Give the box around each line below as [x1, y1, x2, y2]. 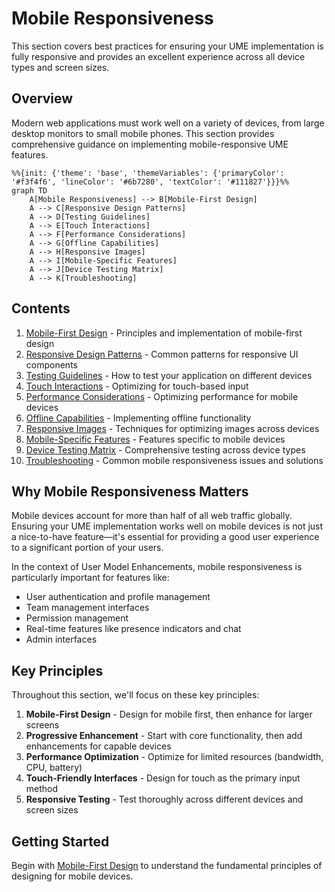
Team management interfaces [25, 602, 150, 614]
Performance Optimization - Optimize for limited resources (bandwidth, [25, 751, 324, 763]
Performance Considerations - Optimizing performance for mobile [25, 390, 299, 402]
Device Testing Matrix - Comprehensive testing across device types [25, 443, 306, 456]
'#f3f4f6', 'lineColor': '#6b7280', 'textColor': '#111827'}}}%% [11, 177, 289, 187]
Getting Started [11, 833, 110, 850]
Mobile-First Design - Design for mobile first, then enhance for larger [25, 708, 313, 721]
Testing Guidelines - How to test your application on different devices [25, 369, 313, 381]
